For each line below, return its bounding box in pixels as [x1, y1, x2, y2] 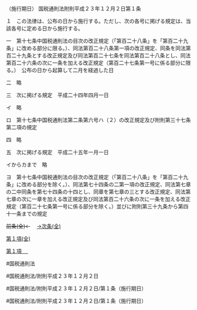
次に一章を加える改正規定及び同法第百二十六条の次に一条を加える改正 [21, 196, 191, 202]
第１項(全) [6, 235, 31, 242]
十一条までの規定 [6, 210, 47, 217]
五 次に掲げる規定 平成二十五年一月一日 [6, 149, 109, 155]
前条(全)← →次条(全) [6, 223, 62, 230]
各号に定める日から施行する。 [11, 25, 83, 32]
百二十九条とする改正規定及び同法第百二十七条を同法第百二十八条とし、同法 [6, 52, 191, 59]
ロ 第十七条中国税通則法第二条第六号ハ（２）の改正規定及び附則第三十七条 [6, 117, 191, 123]
